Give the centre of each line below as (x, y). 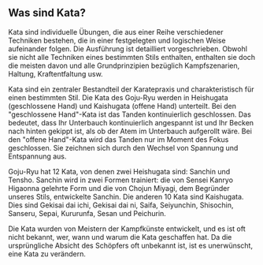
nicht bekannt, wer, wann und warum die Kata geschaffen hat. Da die (120, 237)
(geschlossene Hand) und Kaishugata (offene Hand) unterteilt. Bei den (122, 106)
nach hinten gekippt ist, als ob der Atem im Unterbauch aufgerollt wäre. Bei (130, 131)
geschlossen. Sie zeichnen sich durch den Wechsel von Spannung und (123, 147)
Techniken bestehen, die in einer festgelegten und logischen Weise (117, 40)
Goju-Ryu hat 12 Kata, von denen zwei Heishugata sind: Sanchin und (119, 171)
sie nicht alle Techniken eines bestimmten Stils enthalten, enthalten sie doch (132, 57)
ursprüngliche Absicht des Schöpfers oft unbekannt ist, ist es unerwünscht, (131, 245)
